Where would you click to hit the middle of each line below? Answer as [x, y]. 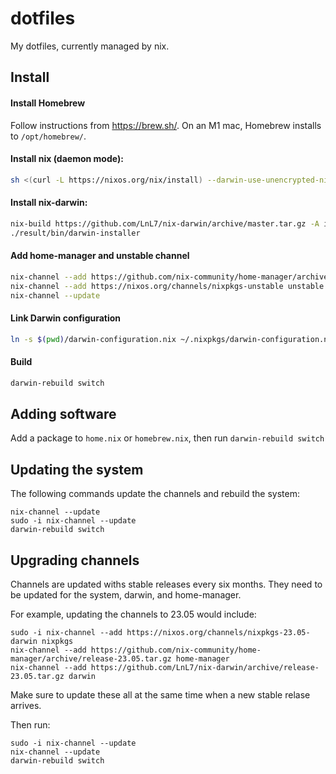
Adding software [63, 413]
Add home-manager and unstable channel [100, 256]
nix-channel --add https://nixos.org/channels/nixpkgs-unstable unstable [167, 286]
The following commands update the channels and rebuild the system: [155, 494]
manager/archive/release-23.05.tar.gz [91, 658]
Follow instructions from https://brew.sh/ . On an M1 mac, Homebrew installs [166, 125]
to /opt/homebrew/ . [48, 136]
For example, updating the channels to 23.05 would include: [133, 614]
